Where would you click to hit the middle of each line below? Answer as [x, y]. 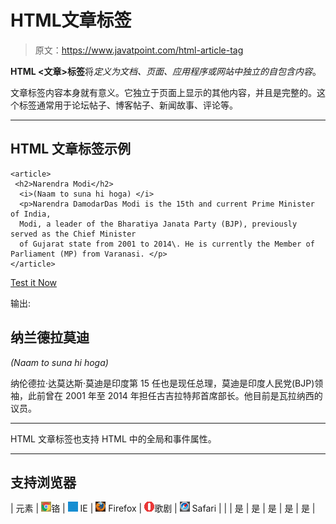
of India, [31, 214]
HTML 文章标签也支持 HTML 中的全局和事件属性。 [113, 438]
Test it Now [34, 282]
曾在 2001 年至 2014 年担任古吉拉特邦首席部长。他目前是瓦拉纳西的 [183, 395]
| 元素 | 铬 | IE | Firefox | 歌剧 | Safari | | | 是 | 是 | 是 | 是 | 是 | [163, 508]
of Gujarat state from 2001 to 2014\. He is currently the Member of [167, 244]
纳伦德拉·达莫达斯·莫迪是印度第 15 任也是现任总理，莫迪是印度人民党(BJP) [162, 383]
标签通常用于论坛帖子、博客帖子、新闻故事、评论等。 [128, 105]
